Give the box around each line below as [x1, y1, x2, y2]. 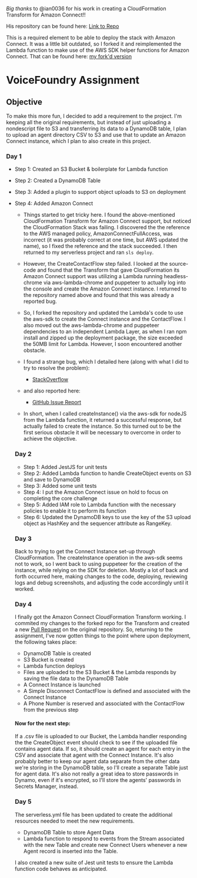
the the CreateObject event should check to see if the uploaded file [14, 739, 178, 746]
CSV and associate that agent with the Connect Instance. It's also [14, 751, 173, 759]
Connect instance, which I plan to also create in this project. [6, 138, 151, 144]
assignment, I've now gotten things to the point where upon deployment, [14, 632, 191, 639]
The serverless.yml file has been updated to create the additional [14, 811, 173, 818]
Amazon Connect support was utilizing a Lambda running [23, 273, 163, 280]
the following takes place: [14, 639, 77, 646]
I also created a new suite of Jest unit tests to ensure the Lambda [14, 859, 173, 866]
